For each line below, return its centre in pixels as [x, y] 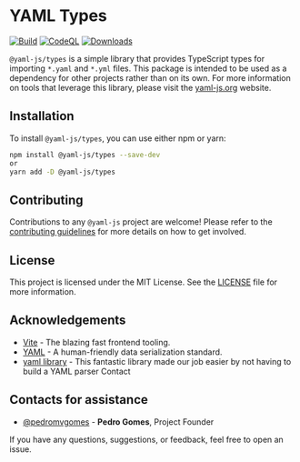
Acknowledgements [68, 321]
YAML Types [58, 16]
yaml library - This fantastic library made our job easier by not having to [157, 361]
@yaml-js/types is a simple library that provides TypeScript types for [137, 58]
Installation [42, 116]
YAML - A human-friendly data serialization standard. [122, 352]
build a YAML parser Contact [76, 371]
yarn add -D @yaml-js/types [63, 172]
